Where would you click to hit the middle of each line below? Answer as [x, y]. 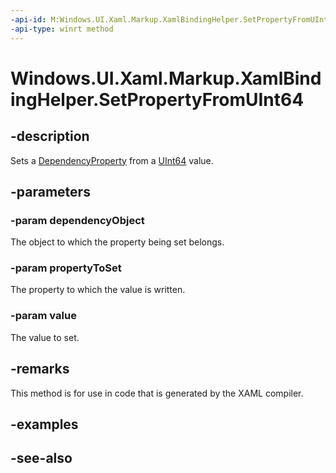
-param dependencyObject [77, 220]
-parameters [50, 191]
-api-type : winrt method [62, 29]
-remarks [40, 369]
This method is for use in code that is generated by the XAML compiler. [157, 393]
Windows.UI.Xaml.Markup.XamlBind [166, 78]
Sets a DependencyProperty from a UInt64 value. [112, 160]
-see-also [41, 458]
